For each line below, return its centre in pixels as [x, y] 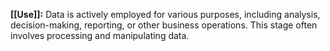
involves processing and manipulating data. [100, 35]
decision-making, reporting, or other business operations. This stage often [164, 25]
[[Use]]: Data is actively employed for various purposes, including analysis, [165, 14]
